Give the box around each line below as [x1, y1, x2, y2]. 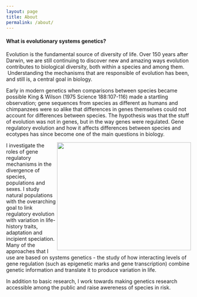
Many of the [6, 241, 35, 248]
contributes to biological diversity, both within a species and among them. [6, 63, 185, 70]
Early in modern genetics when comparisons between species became [6, 87, 178, 94]
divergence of [6, 166, 40, 173]
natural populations [6, 192, 53, 199]
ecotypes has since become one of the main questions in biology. [6, 130, 165, 138]
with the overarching [6, 197, 56, 205]
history [6, 223, 23, 230]
